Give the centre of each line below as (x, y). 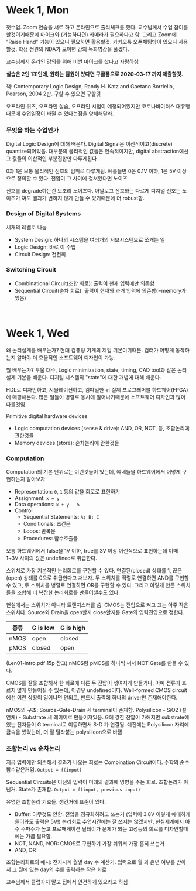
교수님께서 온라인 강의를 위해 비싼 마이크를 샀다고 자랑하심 (73, 61)
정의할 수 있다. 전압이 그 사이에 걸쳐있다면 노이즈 (72, 179)
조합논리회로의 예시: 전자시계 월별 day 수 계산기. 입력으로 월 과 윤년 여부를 (91, 862)
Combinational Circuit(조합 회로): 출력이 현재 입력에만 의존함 (85, 283)
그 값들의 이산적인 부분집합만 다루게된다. (52, 159)
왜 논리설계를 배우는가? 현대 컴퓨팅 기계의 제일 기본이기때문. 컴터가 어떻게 (90, 350)
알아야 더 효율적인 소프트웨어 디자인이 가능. (66, 357)
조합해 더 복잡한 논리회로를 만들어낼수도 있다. (68, 592)
